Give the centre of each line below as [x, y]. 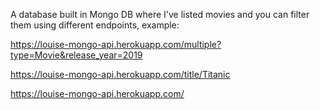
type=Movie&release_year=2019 [76, 55]
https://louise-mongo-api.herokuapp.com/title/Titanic [120, 74]
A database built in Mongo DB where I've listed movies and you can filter [160, 14]
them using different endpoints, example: [95, 25]
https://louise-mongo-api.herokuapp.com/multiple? [116, 44]
